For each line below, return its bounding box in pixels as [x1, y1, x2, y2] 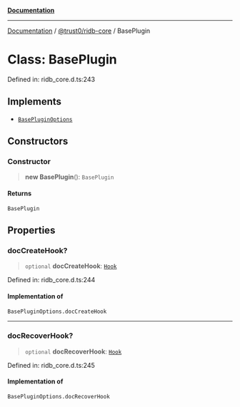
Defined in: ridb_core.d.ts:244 [7, 276, 96, 284]
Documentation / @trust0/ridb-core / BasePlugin [7, 26, 151, 35]
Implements [7, 96, 62, 108]
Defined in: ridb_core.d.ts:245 [7, 361, 95, 369]
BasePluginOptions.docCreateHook [7, 308, 107, 315]
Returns [7, 189, 32, 198]
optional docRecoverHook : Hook [24, 347, 122, 356]
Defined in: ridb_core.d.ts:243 [7, 75, 95, 83]
